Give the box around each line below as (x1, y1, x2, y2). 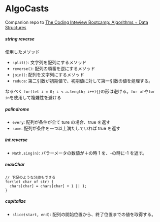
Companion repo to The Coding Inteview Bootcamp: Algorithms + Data (5, 19, 149, 25)
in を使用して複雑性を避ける (5, 94, 62, 100)
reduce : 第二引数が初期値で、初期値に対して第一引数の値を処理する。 (12, 77, 153, 84)
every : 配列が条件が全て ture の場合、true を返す (12, 119, 111, 125)
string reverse (5, 36, 34, 42)
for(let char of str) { (5, 179, 54, 184)
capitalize (5, 198, 26, 204)
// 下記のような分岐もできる (5, 175, 56, 180)
